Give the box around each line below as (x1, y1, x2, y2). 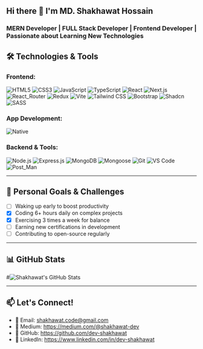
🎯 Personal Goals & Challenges (6, 186, 124, 197)
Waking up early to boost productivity (14, 202, 109, 210)
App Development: (6, 114, 63, 122)
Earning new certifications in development (14, 223, 121, 230)
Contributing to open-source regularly (14, 230, 110, 237)
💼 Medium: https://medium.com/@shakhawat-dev (14, 323, 140, 330)
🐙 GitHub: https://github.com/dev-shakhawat (14, 330, 127, 337)
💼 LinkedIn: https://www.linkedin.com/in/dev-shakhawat (14, 336, 155, 343)
